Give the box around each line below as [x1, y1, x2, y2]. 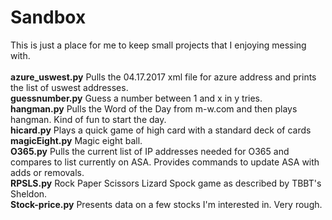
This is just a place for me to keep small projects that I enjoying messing [10, 39, 307, 51]
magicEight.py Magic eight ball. [10, 134, 143, 146]
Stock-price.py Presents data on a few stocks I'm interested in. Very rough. [10, 198, 323, 210]
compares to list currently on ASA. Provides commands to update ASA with [10, 156, 320, 168]
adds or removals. [10, 166, 85, 178]
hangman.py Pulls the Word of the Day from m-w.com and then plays [10, 102, 298, 115]
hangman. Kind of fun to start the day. [10, 113, 167, 125]
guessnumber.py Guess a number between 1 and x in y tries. [10, 92, 263, 104]
